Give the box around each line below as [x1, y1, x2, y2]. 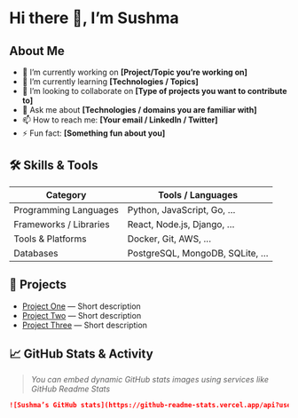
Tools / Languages [158, 188, 238, 201]
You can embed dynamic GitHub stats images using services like [30, 375, 269, 385]
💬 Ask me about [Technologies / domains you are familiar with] [21, 105, 257, 114]
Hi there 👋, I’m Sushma [9, 8, 179, 28]
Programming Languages [13, 203, 120, 216]
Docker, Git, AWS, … [127, 233, 212, 245]
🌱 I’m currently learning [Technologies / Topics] [21, 76, 200, 87]
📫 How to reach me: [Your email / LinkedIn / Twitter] [21, 114, 219, 125]
